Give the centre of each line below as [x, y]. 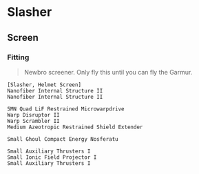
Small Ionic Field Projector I [52, 157]
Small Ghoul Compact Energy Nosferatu [63, 139]
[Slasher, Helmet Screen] [44, 85]
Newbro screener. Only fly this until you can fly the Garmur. [108, 72]
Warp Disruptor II [33, 115]
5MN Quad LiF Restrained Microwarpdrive [66, 109]
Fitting [18, 57]
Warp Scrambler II [33, 121]
